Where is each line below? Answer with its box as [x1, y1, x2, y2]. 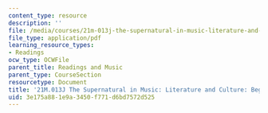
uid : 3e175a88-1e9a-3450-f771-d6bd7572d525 [8, 93, 156, 101]
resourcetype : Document [8, 78, 88, 86]
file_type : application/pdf [8, 33, 102, 42]
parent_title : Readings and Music [8, 64, 124, 72]
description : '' [8, 19, 62, 27]
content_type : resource [8, 11, 88, 20]
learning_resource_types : [8, 41, 94, 49]
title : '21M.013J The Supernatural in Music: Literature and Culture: [8, 85, 248, 94]
